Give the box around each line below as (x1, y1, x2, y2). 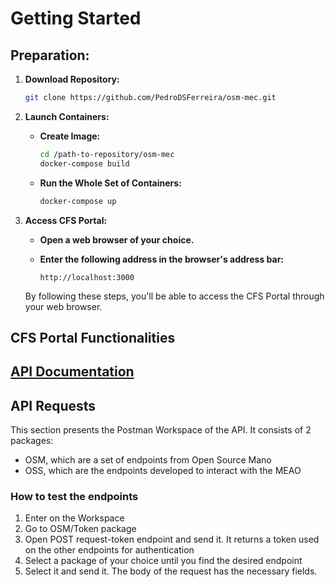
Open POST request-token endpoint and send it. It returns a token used (24, 533, 320, 546)
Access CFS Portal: (24, 214, 108, 226)
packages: (10, 435, 54, 447)
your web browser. (24, 300, 103, 312)
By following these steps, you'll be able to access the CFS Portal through (24, 290, 325, 302)
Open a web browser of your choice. (39, 233, 195, 246)
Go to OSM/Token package (24, 523, 137, 535)
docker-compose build (39, 158, 130, 169)
